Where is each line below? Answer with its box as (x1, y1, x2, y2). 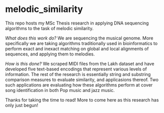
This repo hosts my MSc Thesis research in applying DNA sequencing (5, 20, 149, 26)
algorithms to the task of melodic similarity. (5, 25, 94, 31)
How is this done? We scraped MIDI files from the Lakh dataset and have (5, 60, 155, 66)
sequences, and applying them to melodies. (5, 51, 95, 57)
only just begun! (5, 102, 38, 108)
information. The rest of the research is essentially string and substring (5, 71, 151, 77)
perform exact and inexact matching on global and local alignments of (5, 45, 149, 51)
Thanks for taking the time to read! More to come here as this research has (5, 96, 159, 103)
